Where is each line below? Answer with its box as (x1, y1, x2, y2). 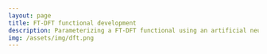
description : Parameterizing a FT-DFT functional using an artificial (8, 26, 247, 34)
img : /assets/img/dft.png (8, 33, 94, 42)
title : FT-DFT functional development (8, 19, 137, 27)
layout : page (8, 11, 52, 20)
